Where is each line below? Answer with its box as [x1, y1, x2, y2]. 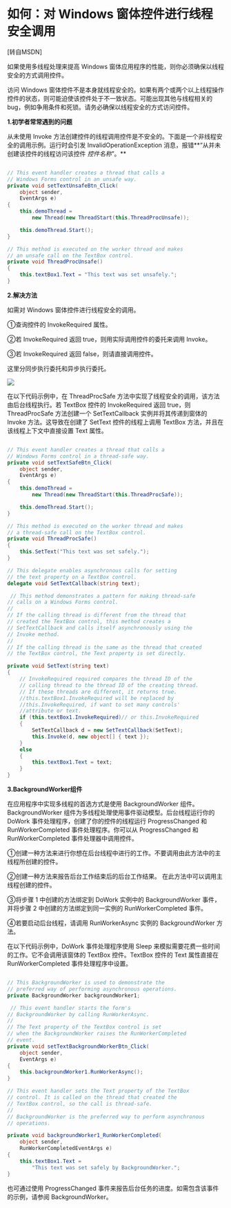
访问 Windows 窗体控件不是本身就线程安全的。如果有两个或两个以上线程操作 [7, 86, 224, 94]
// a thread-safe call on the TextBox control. [7, 529, 147, 536]
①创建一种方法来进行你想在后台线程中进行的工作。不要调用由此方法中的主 [7, 849, 221, 857]
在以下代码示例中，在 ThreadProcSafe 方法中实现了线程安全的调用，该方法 [7, 391, 221, 400]
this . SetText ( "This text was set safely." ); [19, 548, 150, 556]
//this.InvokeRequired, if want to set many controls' [19, 701, 181, 708]
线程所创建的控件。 [7, 857, 62, 866]
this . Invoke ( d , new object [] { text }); [32, 733, 150, 740]
